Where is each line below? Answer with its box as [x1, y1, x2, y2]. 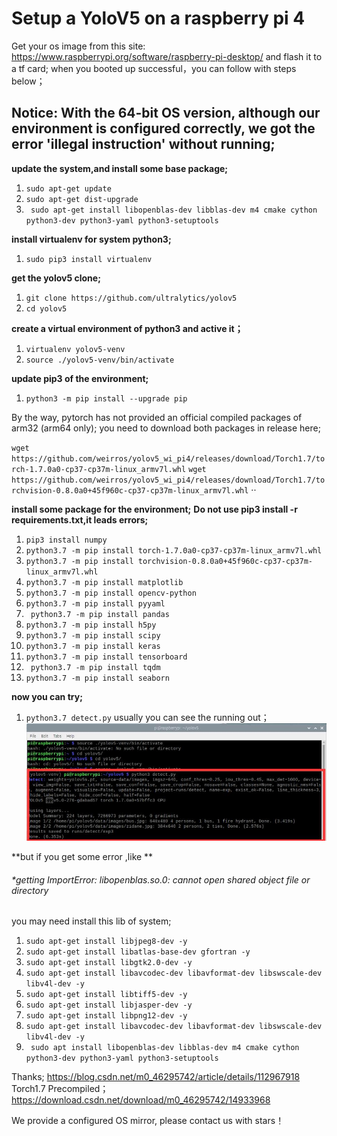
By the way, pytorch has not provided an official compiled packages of [11, 411, 303, 423]
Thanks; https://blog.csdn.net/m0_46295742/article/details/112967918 [11, 1071, 301, 1083]
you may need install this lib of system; [11, 915, 172, 927]
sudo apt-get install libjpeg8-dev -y [25, 937, 188, 947]
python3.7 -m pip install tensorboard [25, 652, 188, 662]
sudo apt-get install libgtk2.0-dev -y [25, 958, 193, 968]
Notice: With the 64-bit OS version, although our [11, 105, 321, 122]
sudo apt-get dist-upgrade [25, 194, 139, 204]
